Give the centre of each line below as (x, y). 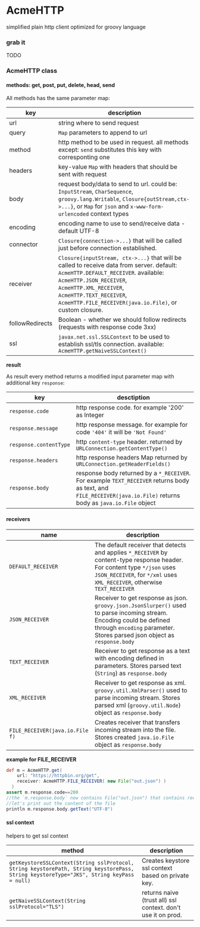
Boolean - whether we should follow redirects (123, 320)
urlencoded (74, 214)
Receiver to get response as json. (141, 598)
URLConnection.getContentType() (122, 449)
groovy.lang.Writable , (90, 199)
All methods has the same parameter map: (58, 98)
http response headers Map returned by (132, 458)
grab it (16, 42)
